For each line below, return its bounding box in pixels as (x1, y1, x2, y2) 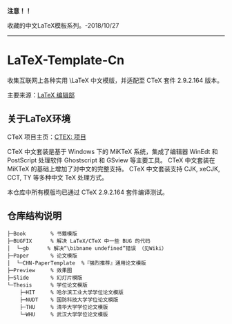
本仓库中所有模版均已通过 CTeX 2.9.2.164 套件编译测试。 (7, 188, 168, 196)
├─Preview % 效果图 (7, 267, 72, 274)
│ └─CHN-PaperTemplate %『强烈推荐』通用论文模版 (7, 259, 146, 267)
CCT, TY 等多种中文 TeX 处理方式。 (7, 173, 108, 182)
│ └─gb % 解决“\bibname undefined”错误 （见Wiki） (7, 245, 167, 251)
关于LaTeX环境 (7, 113, 71, 125)
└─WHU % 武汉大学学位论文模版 (19, 311, 108, 318)
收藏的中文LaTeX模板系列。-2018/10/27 (7, 21, 119, 30)
